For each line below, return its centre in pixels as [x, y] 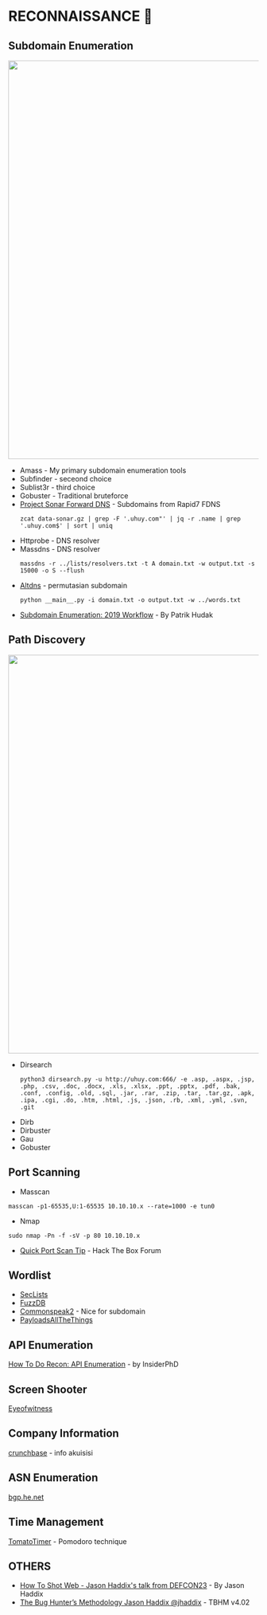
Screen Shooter [48, 1389]
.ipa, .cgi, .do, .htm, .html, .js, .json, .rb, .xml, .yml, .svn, [133, 1100]
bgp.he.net [26, 1497]
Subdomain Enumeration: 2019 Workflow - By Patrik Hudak [116, 615]
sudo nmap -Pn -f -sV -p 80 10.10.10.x [74, 1236]
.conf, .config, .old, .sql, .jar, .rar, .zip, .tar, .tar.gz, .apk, [137, 1093]
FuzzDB [33, 1303]
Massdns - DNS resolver [60, 549]
